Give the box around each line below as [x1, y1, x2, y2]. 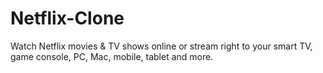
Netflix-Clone [10, 7, 125, 30]
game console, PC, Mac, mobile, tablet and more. [10, 50, 214, 62]
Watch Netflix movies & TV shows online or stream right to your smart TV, [10, 40, 313, 52]
